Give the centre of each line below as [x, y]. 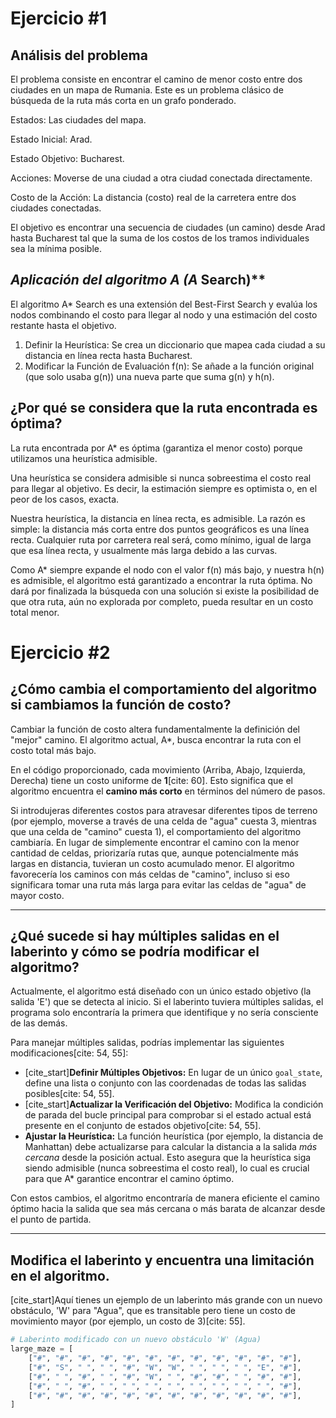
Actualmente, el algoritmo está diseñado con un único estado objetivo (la [161, 991]
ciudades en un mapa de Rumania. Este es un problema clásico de [147, 90]
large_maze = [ [42, 1349]
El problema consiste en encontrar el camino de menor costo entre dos [156, 79]
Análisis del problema [79, 55]
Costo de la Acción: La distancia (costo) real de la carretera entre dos [153, 197]
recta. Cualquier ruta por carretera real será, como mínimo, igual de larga [161, 539]
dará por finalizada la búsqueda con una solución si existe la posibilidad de [165, 591]
